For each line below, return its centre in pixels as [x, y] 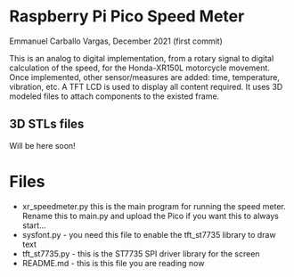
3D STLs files [47, 124]
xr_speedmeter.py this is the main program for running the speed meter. [154, 206]
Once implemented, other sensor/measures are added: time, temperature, [145, 77]
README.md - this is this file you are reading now [113, 263]
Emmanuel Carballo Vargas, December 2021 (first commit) [116, 41]
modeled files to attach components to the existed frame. [114, 96]
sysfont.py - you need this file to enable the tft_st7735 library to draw [149, 234]
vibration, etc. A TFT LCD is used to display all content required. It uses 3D [146, 86]
